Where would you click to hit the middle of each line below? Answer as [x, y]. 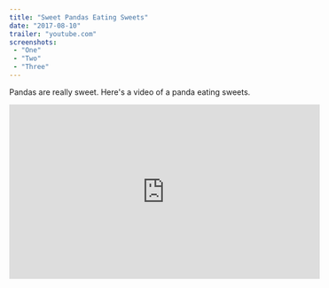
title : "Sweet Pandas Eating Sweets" [79, 17]
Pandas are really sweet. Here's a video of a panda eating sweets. [130, 92]
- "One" [27, 51]
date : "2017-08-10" [45, 26]
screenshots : [33, 42]
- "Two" [27, 58]
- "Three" [31, 67]
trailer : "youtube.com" [53, 34]
